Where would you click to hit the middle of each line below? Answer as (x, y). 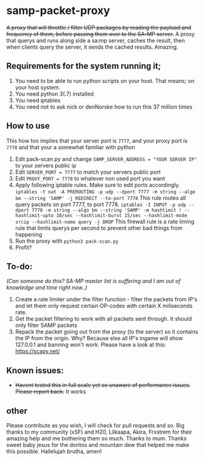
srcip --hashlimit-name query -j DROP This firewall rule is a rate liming (105, 221)
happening (29, 234)
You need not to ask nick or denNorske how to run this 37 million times (104, 107)
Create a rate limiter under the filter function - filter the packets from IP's (106, 299)
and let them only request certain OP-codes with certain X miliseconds (104, 306)
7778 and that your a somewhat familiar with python (71, 147)
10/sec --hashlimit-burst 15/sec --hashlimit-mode (122, 215)
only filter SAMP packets (46, 325)
